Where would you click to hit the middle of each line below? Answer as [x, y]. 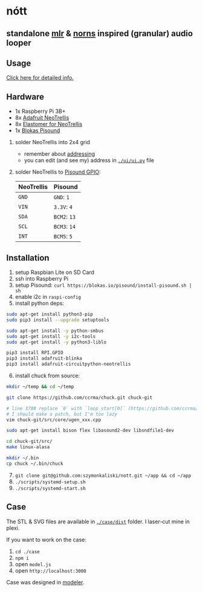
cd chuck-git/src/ [29, 442]
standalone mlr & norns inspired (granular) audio [100, 33]
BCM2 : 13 [65, 217]
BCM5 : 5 [63, 237]
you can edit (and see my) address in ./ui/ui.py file [89, 161]
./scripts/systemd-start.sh [50, 488]
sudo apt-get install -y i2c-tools [51, 336]
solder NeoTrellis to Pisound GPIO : [58, 172]
